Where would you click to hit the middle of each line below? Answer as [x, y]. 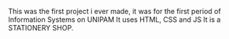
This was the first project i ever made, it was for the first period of [115, 11]
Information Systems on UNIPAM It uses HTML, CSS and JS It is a [114, 19]
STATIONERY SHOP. [41, 28]
